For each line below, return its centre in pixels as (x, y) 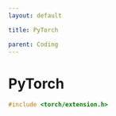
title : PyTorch (33, 30)
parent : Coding (33, 44)
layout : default (35, 15)
